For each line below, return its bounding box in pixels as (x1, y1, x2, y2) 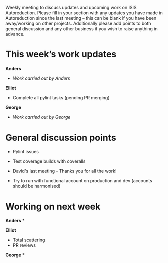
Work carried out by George (12, 114, 71, 120)
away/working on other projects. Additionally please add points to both (5, 20, 151, 26)
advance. (5, 31, 25, 37)
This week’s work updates (5, 49, 117, 60)
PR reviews (12, 242, 36, 248)
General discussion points (5, 132, 116, 143)
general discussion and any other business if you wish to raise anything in (5, 26, 158, 32)
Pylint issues (12, 148, 39, 154)
